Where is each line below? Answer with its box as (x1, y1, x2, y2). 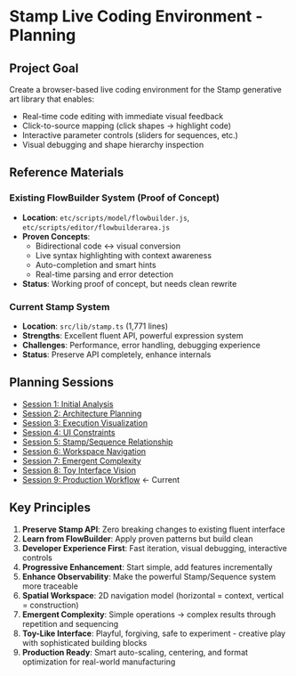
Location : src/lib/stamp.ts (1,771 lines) (21, 321, 169, 331)
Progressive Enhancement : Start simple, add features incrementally (21, 561, 273, 572)
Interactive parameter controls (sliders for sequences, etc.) (21, 130, 238, 140)
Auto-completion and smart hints (35, 259, 157, 270)
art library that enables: (9, 94, 95, 104)
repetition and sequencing (21, 618, 119, 629)
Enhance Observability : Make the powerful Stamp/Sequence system (21, 571, 276, 582)
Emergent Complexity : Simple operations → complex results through (21, 608, 276, 620)
